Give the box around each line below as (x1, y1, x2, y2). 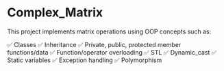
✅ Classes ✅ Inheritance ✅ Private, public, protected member (7, 40, 182, 48)
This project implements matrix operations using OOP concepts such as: (7, 27, 212, 35)
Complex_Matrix (7, 5, 103, 20)
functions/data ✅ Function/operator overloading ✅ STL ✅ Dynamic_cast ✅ (7, 48, 217, 56)
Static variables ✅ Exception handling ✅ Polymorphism (7, 56, 162, 64)
